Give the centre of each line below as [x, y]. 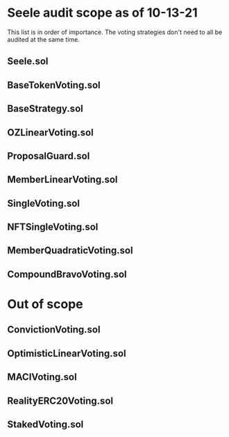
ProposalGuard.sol [49, 156]
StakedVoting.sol [45, 424]
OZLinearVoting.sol [50, 133]
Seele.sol [28, 62]
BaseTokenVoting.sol [54, 85]
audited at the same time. [43, 39]
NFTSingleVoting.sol [53, 227]
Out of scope [45, 304]
